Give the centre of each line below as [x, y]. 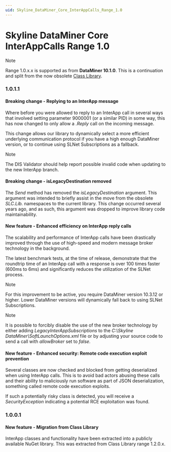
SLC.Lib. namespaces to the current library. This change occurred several [83, 203]
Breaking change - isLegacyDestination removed [58, 181]
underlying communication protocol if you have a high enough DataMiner [82, 139]
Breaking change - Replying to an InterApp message [62, 101]
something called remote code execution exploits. [58, 386]
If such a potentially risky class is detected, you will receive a [70, 396]
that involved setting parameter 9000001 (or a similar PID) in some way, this [85, 118]
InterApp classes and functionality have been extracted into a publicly [79, 439]
